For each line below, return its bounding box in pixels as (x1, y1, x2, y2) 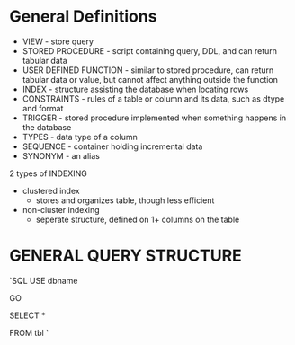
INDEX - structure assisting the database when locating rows (22, 84, 249, 94)
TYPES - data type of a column (22, 131, 138, 142)
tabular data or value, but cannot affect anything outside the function (22, 74, 279, 84)
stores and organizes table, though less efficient (35, 195, 215, 206)
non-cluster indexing (22, 204, 101, 215)
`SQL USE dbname (9, 275, 78, 286)
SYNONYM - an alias (22, 150, 101, 161)
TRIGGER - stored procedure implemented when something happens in (22, 112, 286, 123)
